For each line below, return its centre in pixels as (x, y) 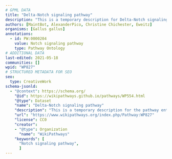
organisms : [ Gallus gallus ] (35, 29)
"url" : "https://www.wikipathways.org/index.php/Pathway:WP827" (84, 115)
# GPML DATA (18, 10)
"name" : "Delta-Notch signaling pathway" (59, 106)
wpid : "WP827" (20, 67)
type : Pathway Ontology (40, 48)
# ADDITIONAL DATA (25, 53)
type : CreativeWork (31, 82)
